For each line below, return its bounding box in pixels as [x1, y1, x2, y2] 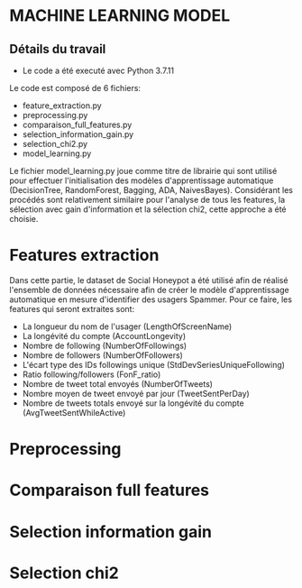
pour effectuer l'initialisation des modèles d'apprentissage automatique [9, 175, 274, 186]
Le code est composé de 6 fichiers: [9, 83, 142, 93]
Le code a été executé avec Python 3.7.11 [22, 65, 174, 76]
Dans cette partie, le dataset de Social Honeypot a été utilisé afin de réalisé [9, 274, 288, 285]
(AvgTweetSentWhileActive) [22, 407, 126, 418]
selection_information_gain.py [22, 129, 134, 140]
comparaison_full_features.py [22, 119, 133, 130]
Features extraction [9, 245, 160, 266]
